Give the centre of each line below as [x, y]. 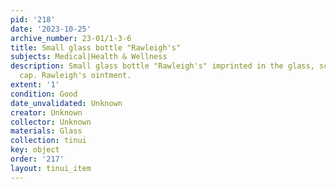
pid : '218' [33, 19]
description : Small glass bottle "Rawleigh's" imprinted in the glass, [162, 66]
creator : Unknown [46, 112]
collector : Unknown [51, 122]
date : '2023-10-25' [51, 29]
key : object [35, 150]
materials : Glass [46, 131]
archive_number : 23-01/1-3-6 [71, 38]
